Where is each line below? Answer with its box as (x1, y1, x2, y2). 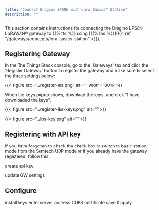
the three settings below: (5, 73, 55, 79)
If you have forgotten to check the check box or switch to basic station (5, 143, 147, 149)
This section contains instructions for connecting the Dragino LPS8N (5, 25, 143, 31)
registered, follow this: (5, 153, 50, 159)
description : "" (5, 12, 38, 17)
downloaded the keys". (5, 97, 51, 103)
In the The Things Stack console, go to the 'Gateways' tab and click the (5, 63, 149, 68)
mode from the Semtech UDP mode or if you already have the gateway (5, 148, 147, 154)
